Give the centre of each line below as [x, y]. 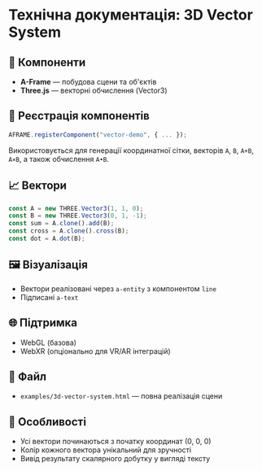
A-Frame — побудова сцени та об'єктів [88, 82]
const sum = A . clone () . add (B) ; [61, 224]
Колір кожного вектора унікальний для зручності [106, 450]
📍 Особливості [48, 422]
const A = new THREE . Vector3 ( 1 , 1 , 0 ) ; [76, 208]
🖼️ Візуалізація [48, 265]
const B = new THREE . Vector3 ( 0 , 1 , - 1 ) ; [78, 216]
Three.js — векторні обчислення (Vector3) [94, 90]
